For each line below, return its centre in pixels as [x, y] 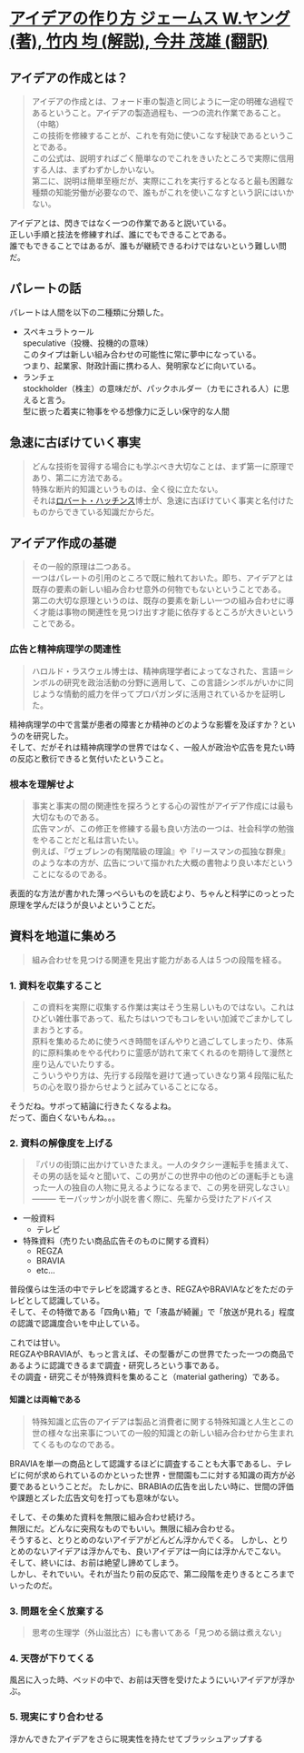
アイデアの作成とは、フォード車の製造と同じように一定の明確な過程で [163, 101]
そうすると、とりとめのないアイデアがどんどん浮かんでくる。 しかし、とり [149, 1539]
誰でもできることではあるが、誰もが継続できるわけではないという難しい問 [148, 246]
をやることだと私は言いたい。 [87, 840]
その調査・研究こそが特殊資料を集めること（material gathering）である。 [147, 1377]
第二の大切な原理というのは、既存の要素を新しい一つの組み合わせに [159, 600]
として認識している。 [65, 1301]
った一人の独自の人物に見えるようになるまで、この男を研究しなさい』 [162, 1187]
